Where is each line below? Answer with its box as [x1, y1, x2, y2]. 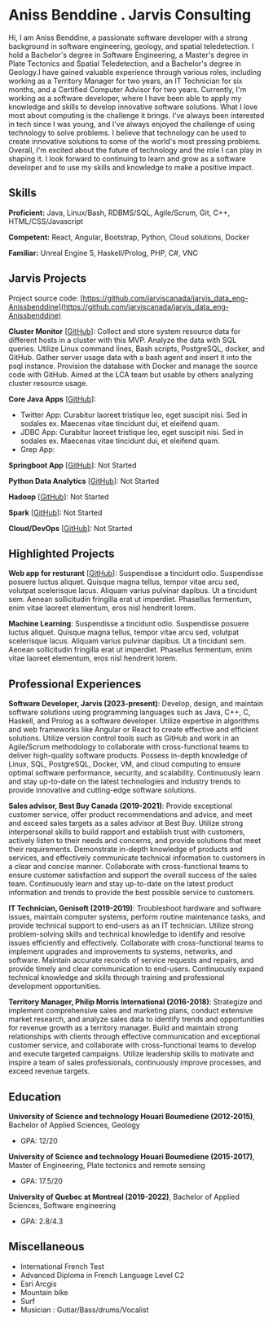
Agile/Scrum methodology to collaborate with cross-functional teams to [8, 742, 249, 752]
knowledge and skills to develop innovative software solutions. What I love [8, 102, 258, 112]
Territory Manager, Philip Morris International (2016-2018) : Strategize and [8, 997, 262, 1007]
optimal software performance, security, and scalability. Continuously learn [8, 768, 261, 778]
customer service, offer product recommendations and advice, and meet [8, 810, 253, 819]
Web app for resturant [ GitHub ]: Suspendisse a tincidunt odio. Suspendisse [8, 569, 263, 578]
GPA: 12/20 [20, 1136, 59, 1145]
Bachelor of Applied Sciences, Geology [8, 1120, 140, 1130]
